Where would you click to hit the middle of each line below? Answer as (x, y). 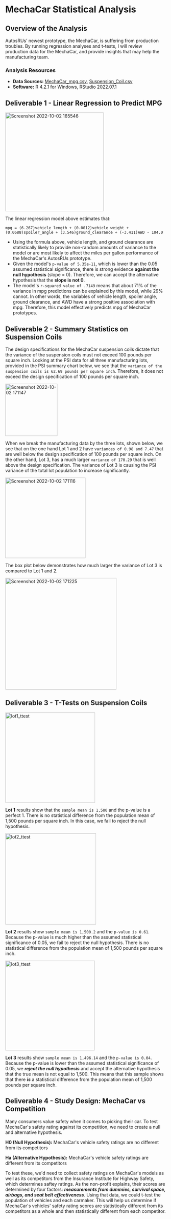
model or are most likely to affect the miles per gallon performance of (86, 253)
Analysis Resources (31, 70)
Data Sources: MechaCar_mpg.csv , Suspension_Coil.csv (72, 82)
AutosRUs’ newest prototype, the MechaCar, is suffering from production (82, 41)
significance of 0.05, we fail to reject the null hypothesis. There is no (77, 943)
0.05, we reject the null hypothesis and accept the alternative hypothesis (83, 1068)
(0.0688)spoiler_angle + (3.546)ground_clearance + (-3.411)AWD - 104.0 (84, 233)
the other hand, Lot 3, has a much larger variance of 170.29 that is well (80, 459)
